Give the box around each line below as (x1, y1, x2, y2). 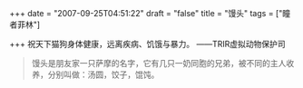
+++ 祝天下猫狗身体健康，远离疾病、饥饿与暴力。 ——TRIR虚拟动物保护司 (9, 39, 286, 49)
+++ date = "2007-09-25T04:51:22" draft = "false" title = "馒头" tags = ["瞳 (9, 8, 291, 18)
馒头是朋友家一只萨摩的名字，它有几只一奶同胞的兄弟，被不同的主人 (31, 58, 287, 68)
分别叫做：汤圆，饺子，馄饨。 (47, 69, 160, 80)
